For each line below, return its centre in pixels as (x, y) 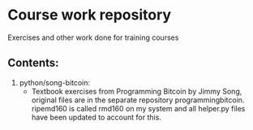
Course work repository (90, 15)
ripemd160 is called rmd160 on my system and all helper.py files (138, 108)
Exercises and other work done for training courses (93, 37)
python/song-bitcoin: (55, 82)
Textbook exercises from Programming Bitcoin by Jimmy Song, (137, 91)
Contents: (33, 63)
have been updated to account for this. (96, 117)
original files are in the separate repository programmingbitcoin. (138, 100)
